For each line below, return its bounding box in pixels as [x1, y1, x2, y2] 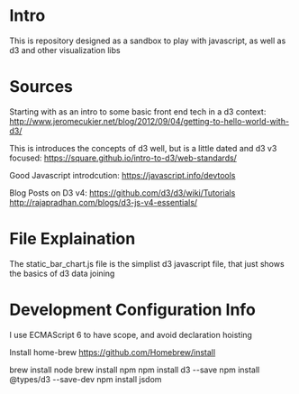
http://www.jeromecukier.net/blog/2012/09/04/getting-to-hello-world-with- [9, 115, 290, 126]
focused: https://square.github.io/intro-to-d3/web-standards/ [9, 152, 237, 163]
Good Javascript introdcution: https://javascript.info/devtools [9, 170, 236, 180]
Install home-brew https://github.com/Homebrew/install [9, 346, 216, 357]
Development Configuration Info [9, 299, 257, 320]
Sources [9, 77, 74, 97]
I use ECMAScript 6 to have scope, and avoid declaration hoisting [9, 329, 252, 340]
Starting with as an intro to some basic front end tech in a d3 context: [9, 105, 267, 117]
